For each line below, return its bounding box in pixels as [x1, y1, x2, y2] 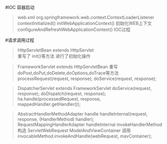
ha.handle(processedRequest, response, [17, 96, 101, 101]
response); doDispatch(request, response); [17, 90, 106, 96]
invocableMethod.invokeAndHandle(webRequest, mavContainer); [17, 133, 152, 139]
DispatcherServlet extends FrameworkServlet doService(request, [17, 85, 152, 91]
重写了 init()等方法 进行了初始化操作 [17, 53, 91, 59]
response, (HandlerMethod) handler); [17, 116, 95, 122]
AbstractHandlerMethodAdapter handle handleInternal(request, [17, 111, 148, 116]
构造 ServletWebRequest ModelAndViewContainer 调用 [17, 127, 131, 133]
